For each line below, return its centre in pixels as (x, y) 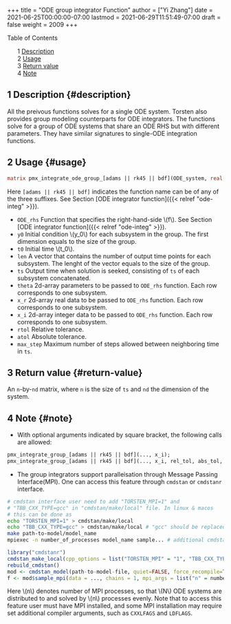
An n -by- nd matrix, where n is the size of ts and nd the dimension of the (108, 389)
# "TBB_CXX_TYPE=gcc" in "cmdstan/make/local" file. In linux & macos (110, 508)
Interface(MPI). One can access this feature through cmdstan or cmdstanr (119, 481)
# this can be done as (40, 514)
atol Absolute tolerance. (52, 336)
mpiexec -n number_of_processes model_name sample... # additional (106, 540)
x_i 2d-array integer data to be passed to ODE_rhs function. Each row (115, 314)
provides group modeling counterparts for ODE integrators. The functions (111, 118)
